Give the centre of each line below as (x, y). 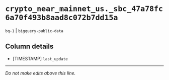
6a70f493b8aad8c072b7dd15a (62, 18)
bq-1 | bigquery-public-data (34, 30)
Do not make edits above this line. (40, 73)
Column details (29, 47)
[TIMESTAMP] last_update (40, 58)
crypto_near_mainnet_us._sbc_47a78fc (84, 9)
